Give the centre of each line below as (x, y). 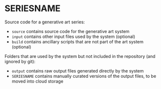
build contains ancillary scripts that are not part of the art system (78, 41)
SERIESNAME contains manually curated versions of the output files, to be (84, 76)
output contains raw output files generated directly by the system (78, 71)
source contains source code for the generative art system (70, 31)
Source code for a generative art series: (45, 22)
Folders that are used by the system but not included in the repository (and (80, 56)
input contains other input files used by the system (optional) (73, 36)
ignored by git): (20, 61)
